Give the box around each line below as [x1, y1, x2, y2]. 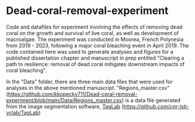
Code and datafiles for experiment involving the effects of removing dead [6, 23, 183, 30]
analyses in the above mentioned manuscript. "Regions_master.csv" [6, 84, 170, 91]
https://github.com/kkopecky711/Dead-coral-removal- [8, 90, 138, 97]
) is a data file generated [121, 96, 181, 103]
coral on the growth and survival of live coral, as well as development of [6, 29, 179, 36]
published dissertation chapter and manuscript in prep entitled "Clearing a [6, 54, 184, 61]
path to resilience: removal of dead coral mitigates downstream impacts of [6, 60, 185, 68]
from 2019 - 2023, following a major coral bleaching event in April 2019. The [6, 42, 189, 49]
